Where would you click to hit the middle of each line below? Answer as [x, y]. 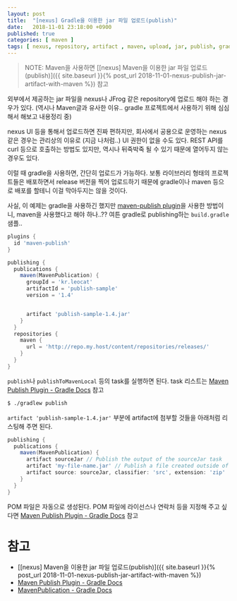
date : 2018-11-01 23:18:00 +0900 [60, 27]
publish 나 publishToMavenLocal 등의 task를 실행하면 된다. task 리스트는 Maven [118, 381]
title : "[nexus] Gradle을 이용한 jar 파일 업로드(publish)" [92, 20]
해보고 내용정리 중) [46, 116]
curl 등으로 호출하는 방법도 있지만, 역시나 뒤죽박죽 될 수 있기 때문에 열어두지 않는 [118, 149]
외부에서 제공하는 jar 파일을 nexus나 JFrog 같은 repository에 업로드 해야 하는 [114, 99]
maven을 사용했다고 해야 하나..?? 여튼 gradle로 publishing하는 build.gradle [123, 214]
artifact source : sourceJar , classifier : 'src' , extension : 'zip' [126, 473]
